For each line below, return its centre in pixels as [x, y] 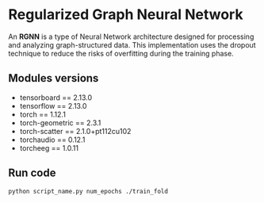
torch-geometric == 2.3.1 [60, 123]
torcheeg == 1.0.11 [49, 147]
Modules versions [54, 78]
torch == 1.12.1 [42, 114]
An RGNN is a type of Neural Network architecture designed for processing [131, 36]
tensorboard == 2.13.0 [56, 98]
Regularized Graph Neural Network [126, 15]
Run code [32, 173]
